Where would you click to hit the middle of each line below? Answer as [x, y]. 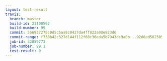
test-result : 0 [25, 51]
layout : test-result [27, 10]
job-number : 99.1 [28, 46]
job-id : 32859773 [28, 42]
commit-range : [24, 37]
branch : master [25, 19]
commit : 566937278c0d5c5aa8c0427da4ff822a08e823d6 [63, 32]
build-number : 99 [28, 28]
